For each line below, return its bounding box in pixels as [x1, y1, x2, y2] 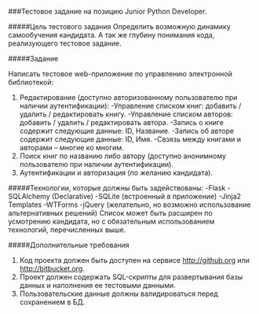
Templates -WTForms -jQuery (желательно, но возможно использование [8, 200, 251, 209]
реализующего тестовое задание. [8, 39, 122, 48]
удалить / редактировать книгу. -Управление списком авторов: [19, 109, 233, 119]
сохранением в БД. [19, 297, 86, 306]
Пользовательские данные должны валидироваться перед [19, 289, 218, 298]
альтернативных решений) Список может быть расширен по [8, 209, 213, 217]
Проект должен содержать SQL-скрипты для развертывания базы [19, 272, 243, 282]
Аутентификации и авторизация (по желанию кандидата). [19, 168, 213, 177]
